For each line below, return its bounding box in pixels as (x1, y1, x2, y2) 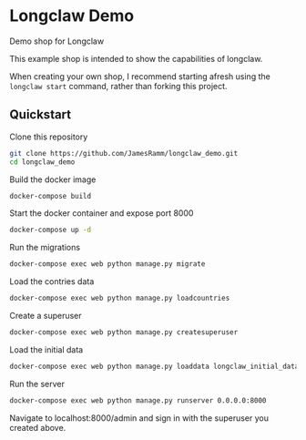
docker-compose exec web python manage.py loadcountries (9, 293, 230, 303)
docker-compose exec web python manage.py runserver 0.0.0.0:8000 (9, 395, 267, 405)
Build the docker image (9, 174, 97, 185)
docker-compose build (9, 191, 92, 200)
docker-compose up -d (9, 225, 92, 235)
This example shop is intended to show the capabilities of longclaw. (9, 53, 263, 64)
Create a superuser (9, 311, 82, 321)
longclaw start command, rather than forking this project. (9, 80, 228, 91)
